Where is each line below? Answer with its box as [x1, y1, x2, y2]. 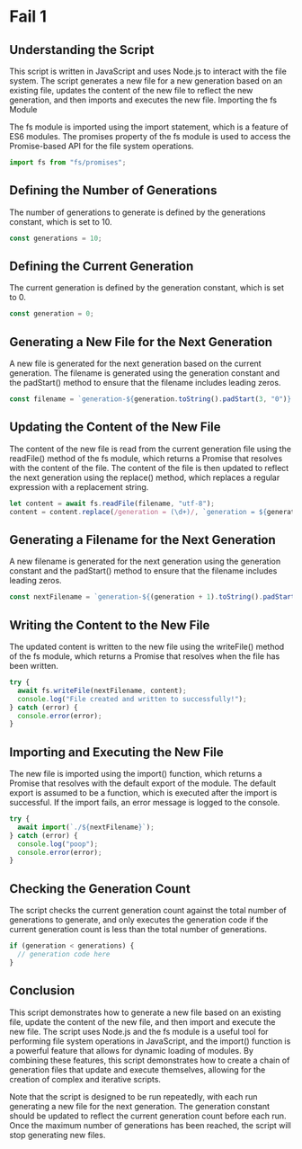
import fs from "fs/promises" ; [9, 158, 127, 167]
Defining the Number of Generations [9, 183, 218, 199]
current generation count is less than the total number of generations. [9, 924, 268, 935]
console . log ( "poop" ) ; [17, 839, 99, 849]
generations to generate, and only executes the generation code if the [9, 914, 269, 925]
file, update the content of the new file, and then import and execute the [9, 1016, 276, 1027]
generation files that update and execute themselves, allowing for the [9, 1064, 266, 1075]
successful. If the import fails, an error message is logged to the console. [9, 797, 280, 808]
